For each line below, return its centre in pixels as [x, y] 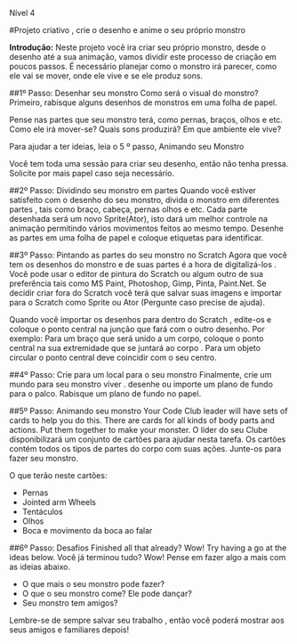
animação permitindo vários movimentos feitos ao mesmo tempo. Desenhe [147, 228]
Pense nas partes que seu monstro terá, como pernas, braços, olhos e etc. [146, 120]
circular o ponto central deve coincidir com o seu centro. [113, 357]
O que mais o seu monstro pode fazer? [93, 584]
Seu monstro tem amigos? [70, 603]
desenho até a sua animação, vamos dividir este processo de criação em [143, 57]
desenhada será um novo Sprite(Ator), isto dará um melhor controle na [139, 219]
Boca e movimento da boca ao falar [87, 530]
